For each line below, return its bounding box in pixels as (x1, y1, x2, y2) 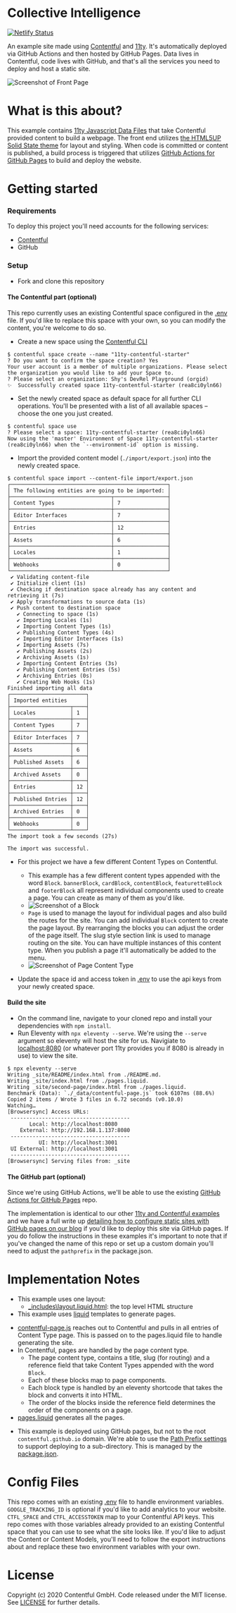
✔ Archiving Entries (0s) (16, 672, 93, 679)
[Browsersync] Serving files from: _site (7, 1158, 131, 1165)
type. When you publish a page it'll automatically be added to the (27, 946, 216, 954)
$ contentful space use (7, 422, 77, 430)
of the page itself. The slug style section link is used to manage (27, 931, 211, 939)
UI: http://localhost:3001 (38, 1139, 118, 1147)
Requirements (7, 206, 57, 216)
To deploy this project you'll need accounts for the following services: (7, 222, 209, 231)
